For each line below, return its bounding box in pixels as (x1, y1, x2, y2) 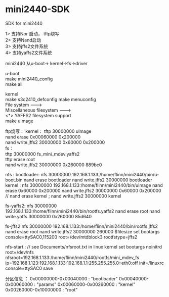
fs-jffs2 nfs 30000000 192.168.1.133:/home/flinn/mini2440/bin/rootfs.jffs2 (5, 223, 158, 229)
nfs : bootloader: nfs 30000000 (5, 171, 71, 177)
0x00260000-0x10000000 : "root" (5, 286, 78, 292)
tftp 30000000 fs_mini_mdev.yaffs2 (5, 151, 80, 157)
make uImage (5, 118, 34, 124)
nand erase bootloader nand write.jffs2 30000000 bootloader (23, 177, 153, 183)
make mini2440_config (5, 76, 53, 82)
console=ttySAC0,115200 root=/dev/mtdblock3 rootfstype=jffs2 (5, 234, 138, 240)
